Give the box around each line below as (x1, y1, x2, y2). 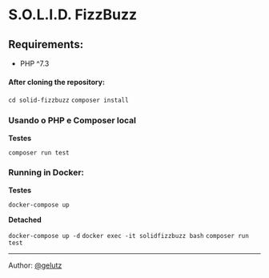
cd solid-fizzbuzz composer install (8, 96, 130, 105)
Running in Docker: (8, 167, 85, 178)
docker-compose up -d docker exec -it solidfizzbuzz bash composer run (8, 232, 250, 240)
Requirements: (8, 38, 84, 51)
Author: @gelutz (8, 260, 62, 270)
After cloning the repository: (8, 77, 106, 87)
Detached (8, 215, 42, 224)
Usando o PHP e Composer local (8, 115, 136, 126)
